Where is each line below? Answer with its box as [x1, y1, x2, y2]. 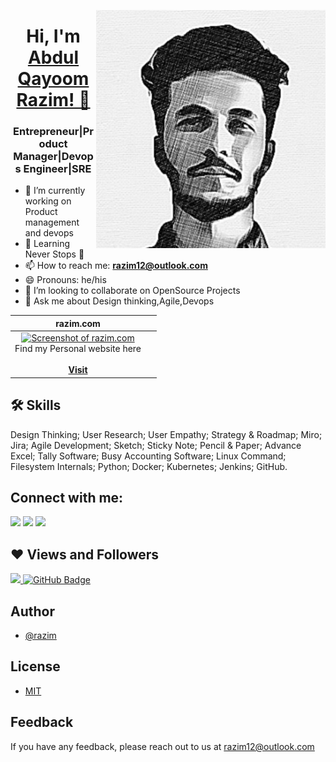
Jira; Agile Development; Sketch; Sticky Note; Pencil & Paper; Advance [10, 439, 302, 451]
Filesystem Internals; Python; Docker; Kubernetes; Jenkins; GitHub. [10, 460, 288, 472]
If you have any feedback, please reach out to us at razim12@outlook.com [10, 740, 315, 752]
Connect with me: [10, 489, 124, 506]
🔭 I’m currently [24, 185, 86, 197]
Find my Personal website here [14, 343, 142, 355]
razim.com [55, 317, 101, 329]
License [10, 658, 61, 675]
